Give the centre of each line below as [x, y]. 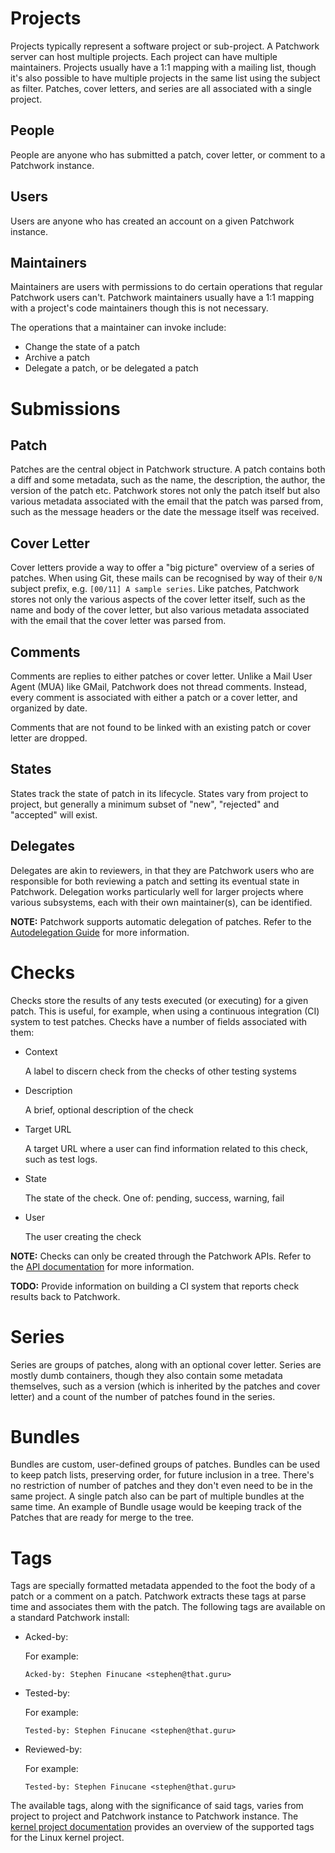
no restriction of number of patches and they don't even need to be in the [161, 1486]
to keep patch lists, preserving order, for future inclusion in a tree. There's [162, 1475]
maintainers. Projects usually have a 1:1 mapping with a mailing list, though [163, 67]
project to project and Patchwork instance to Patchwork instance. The [154, 1816]
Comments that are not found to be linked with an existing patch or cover [161, 727]
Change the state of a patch [82, 347]
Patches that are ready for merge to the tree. [102, 1518]
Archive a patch [57, 358]
